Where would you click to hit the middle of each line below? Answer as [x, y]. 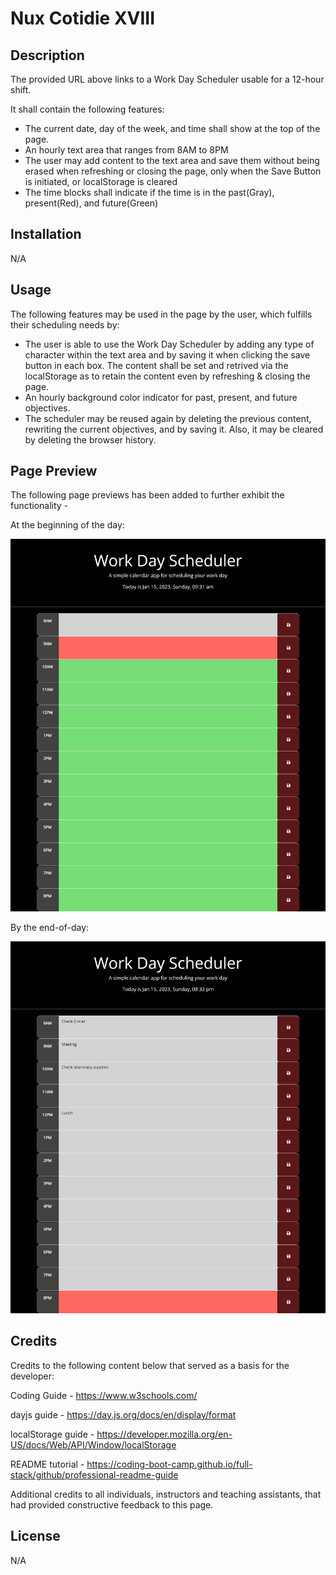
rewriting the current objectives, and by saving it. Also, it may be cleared [174, 429]
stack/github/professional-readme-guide [94, 1474]
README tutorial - [47, 1464]
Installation [46, 234]
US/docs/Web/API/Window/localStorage [93, 1444]
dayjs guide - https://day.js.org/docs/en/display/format [123, 1414]
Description [47, 55]
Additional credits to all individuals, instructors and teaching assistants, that [166, 1494]
